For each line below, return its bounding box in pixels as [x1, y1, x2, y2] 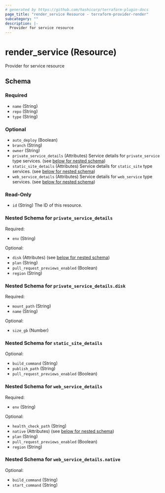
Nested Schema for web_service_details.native [5, 456, 121, 463]
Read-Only [5, 191, 32, 198]
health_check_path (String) [12, 423, 66, 429]
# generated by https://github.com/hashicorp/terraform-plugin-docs [5, 7, 149, 12]
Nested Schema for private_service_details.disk [5, 282, 126, 289]
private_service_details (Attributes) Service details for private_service [12, 153, 160, 159]
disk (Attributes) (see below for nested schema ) [12, 254, 110, 260]
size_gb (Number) [12, 327, 49, 333]
